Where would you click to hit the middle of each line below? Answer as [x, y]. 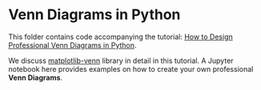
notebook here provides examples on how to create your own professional [131, 68]
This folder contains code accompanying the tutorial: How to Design [121, 37]
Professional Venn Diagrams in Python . [72, 45]
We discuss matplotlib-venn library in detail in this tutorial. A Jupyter [121, 61]
